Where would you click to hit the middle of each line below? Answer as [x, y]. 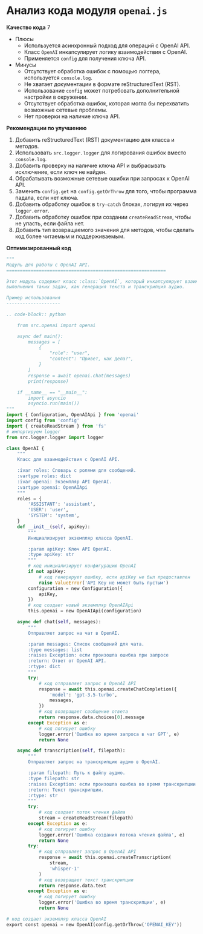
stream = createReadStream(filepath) [86, 818]
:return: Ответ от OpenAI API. [67, 661]
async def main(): [40, 336]
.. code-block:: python [36, 315]
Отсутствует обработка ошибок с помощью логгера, [92, 71]
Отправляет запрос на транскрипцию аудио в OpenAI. [95, 762]
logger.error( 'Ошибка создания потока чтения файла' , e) [112, 835]
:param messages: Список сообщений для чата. [86, 644]
